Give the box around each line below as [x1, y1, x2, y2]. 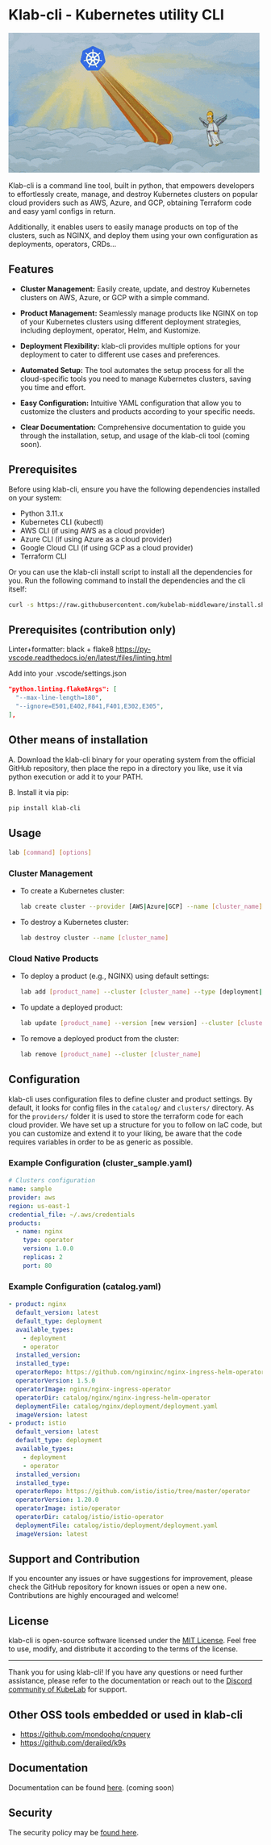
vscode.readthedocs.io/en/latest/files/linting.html [8, 653, 172, 663]
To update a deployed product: [19, 1002, 123, 1012]
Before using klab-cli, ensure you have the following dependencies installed [8, 484, 261, 494]
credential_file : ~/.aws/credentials [8, 1211, 135, 1219]
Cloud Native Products [8, 953, 99, 964]
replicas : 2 [23, 1253, 63, 1261]
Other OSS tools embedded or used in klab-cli [8, 1708, 244, 1722]
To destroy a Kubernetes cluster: [19, 918, 129, 927]
